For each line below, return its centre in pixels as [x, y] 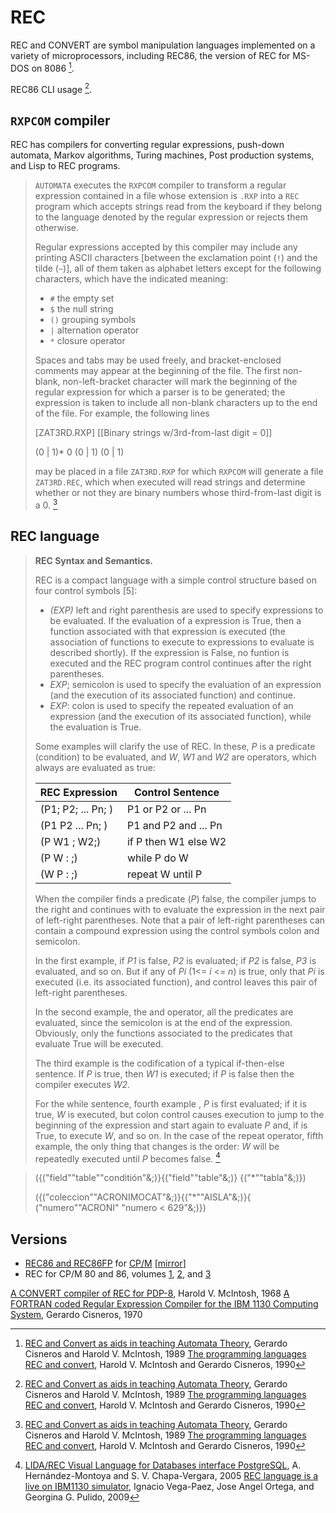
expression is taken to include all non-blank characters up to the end [176, 403]
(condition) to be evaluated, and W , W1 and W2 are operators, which [175, 757]
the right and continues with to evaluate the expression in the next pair [180, 909]
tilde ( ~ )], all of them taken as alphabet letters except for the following [178, 268]
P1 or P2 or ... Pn [166, 809]
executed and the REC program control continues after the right [180, 663]
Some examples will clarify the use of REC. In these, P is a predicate [175, 746]
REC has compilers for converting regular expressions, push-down [147, 145]
